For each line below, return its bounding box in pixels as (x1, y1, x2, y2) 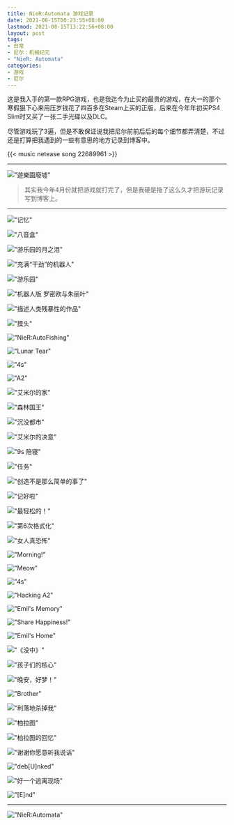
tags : (7, 36, 23, 43)
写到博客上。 (24, 195, 61, 203)
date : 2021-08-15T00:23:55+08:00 (7, 17, 104, 24)
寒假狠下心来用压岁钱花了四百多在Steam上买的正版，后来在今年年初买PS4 (7, 104, 221, 112)
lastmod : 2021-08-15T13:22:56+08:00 (7, 23, 114, 30)
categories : (7, 62, 42, 69)
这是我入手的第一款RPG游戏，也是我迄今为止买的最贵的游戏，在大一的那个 (7, 95, 221, 103)
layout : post (7, 29, 45, 37)
